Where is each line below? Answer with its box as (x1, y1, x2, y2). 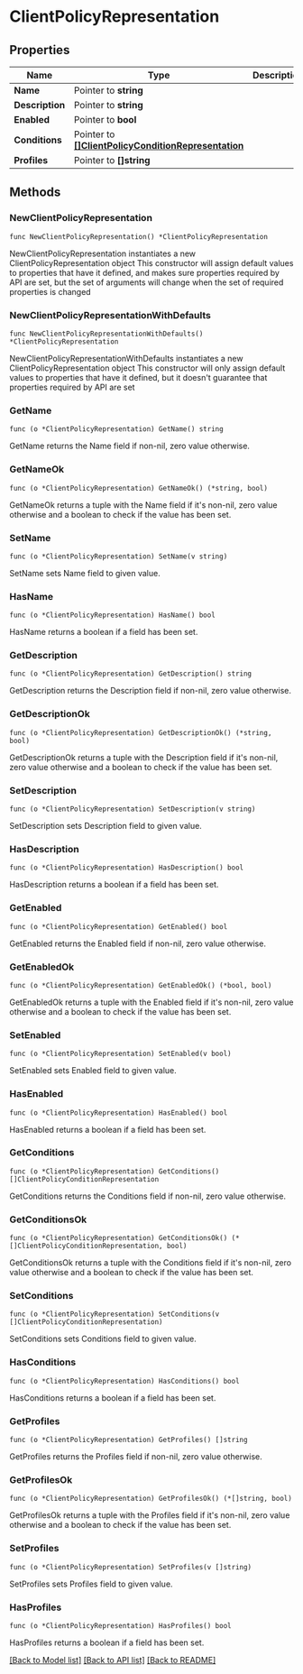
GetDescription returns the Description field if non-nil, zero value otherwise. (9, 685, 291, 696)
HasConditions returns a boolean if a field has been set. (9, 1392, 216, 1403)
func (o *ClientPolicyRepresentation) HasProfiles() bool (9, 1621, 232, 1630)
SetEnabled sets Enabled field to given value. (9, 1065, 178, 1076)
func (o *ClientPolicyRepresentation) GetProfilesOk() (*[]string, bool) (9, 1495, 293, 1504)
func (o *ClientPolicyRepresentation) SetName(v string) (9, 552, 228, 561)
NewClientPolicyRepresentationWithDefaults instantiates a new (9, 353, 243, 363)
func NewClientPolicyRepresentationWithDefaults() (9, 329, 204, 338)
